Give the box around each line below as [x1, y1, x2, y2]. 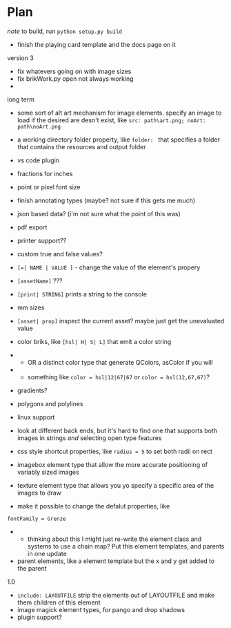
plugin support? [17, 613, 62, 621]
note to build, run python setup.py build [7, 27, 123, 35]
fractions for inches [17, 169, 73, 178]
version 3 [7, 53, 34, 62]
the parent [17, 564, 47, 572]
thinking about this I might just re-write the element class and [27, 535, 202, 543]
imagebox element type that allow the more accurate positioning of [17, 460, 208, 468]
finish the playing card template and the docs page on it [17, 40, 176, 48]
